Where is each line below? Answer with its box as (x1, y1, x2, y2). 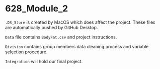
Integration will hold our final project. (5, 58, 83, 64)
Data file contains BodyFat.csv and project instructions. (5, 34, 117, 40)
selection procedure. (5, 49, 48, 55)
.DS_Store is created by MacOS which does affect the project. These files (5, 19, 156, 25)
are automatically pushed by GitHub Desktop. (5, 24, 98, 30)
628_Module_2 (5, 3, 68, 14)
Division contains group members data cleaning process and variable (5, 43, 149, 49)
